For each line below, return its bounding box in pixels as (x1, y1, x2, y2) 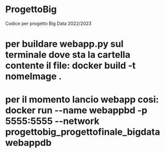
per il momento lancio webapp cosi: (5, 94, 159, 105)
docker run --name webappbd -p (5, 105, 148, 116)
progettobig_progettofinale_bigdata (5, 126, 160, 138)
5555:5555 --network (5, 115, 100, 127)
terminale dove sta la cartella (5, 49, 131, 60)
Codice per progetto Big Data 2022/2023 (5, 20, 92, 26)
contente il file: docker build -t (5, 60, 136, 72)
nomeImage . (5, 71, 62, 82)
